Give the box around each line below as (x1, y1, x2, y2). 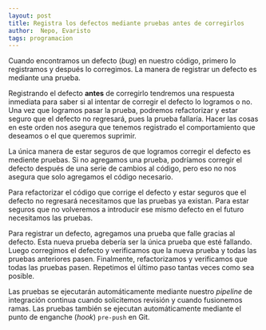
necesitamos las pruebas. (8, 213, 93, 223)
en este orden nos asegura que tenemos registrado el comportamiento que (8, 123, 256, 132)
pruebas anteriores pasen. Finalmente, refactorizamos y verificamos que (8, 254, 248, 264)
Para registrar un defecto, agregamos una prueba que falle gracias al (8, 229, 236, 239)
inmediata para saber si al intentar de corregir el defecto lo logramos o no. (8, 97, 253, 107)
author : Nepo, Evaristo (8, 26, 91, 34)
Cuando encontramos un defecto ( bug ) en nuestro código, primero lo (8, 56, 236, 66)
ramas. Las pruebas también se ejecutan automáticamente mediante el (8, 304, 242, 313)
